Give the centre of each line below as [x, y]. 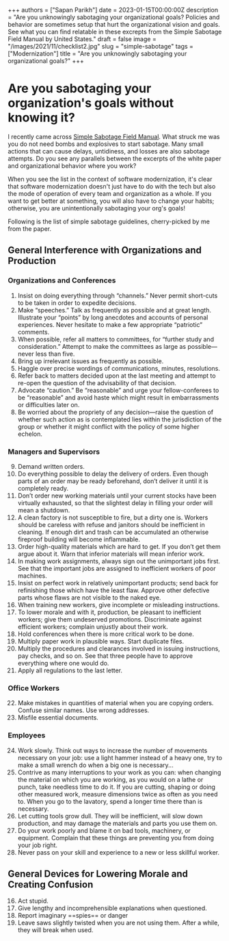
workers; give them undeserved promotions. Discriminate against [110, 619]
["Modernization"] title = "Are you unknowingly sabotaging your [97, 53]
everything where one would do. [63, 663]
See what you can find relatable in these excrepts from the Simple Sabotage [115, 32]
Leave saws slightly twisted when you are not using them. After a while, [118, 923]
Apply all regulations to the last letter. [70, 670]
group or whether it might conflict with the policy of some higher [108, 426]
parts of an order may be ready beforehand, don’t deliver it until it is [113, 481]
